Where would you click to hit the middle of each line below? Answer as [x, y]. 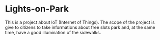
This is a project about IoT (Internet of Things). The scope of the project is [80, 22]
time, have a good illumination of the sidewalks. [53, 32]
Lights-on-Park [37, 9]
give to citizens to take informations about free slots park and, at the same [80, 27]
